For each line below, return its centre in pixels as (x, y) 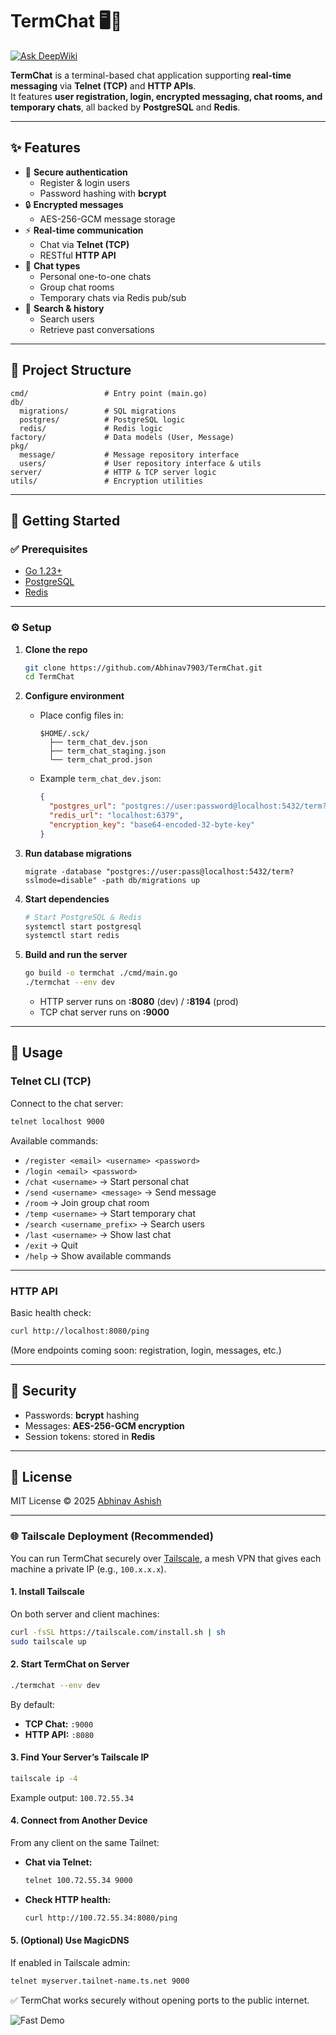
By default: (33, 1704)
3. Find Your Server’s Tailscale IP (80, 1757)
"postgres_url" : (82, 806)
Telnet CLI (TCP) (51, 1081)
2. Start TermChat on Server (70, 1664)
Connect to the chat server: (67, 1103)
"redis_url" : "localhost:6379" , (116, 816)
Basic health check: (51, 1312)
